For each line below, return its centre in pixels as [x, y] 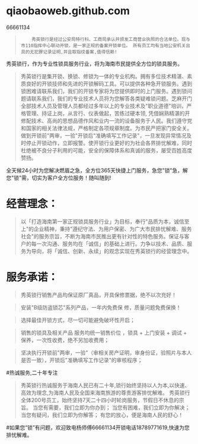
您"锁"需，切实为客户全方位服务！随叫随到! [59, 178]
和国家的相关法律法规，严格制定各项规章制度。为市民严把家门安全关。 [106, 128]
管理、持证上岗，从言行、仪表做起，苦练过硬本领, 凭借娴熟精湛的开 [108, 113]
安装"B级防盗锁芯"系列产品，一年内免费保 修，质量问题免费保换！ [101, 307]
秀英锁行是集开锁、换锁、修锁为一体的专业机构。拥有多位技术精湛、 [104, 76]
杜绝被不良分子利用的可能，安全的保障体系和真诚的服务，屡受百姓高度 [106, 150]
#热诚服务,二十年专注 [32, 372]
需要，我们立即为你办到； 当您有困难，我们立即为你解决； [119, 407]
